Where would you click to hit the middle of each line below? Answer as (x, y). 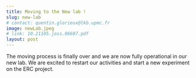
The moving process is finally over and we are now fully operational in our (97, 56)
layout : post (22, 39)
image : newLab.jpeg (30, 28)
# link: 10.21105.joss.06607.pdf (48, 34)
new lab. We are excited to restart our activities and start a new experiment (98, 63)
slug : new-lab (24, 17)
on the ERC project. (30, 69)
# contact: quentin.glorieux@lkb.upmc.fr (58, 23)
